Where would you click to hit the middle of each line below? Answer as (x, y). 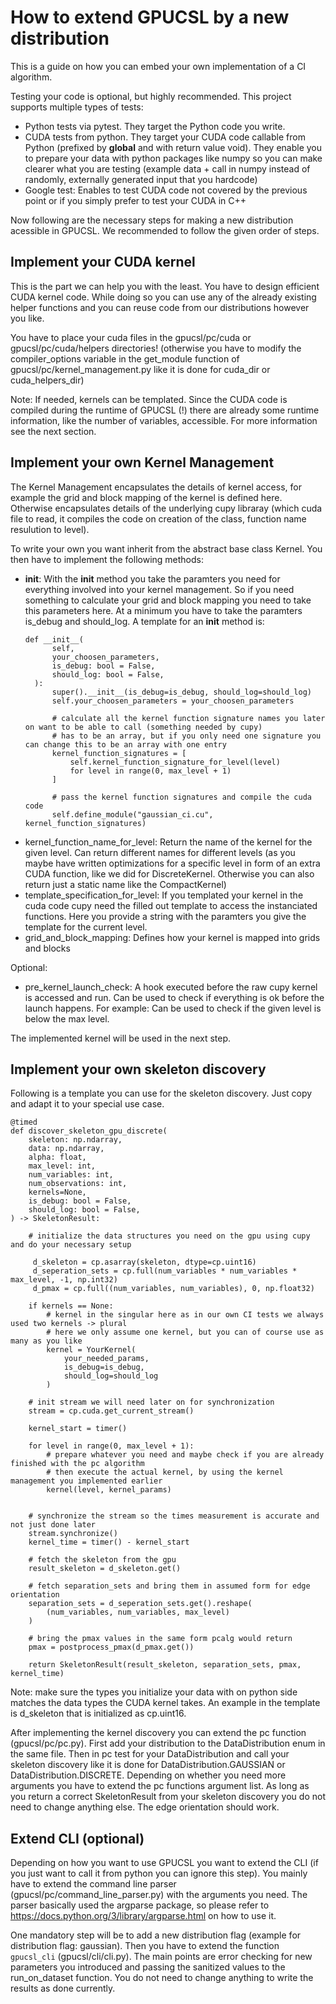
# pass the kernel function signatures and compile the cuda (181, 797)
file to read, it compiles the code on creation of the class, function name (158, 518)
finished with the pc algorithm (77, 1464)
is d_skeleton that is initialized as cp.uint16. (98, 1713)
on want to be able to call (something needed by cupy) (143, 727)
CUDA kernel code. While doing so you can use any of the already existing (163, 297)
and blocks (47, 948)
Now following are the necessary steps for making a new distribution (152, 220)
